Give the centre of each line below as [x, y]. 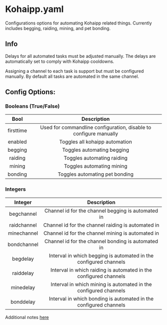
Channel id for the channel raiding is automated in [101, 225]
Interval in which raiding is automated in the [101, 270]
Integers [16, 189]
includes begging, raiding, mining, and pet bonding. [58, 28]
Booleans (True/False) [33, 106]
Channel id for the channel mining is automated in [101, 233]
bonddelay [23, 302]
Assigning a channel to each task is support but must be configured [75, 71]
